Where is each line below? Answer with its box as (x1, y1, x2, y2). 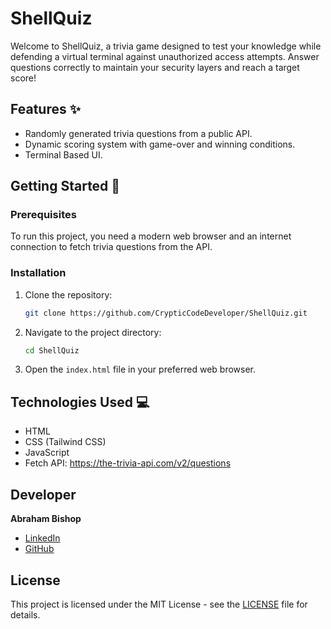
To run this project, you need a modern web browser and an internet (10, 230, 292, 242)
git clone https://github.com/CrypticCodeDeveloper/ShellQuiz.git (24, 308, 308, 318)
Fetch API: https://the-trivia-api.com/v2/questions (24, 457, 232, 469)
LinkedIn (24, 532, 61, 544)
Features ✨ (10, 101, 81, 118)
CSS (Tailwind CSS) (24, 436, 107, 448)
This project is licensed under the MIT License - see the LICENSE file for (10, 598, 308, 610)
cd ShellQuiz (24, 345, 80, 356)
